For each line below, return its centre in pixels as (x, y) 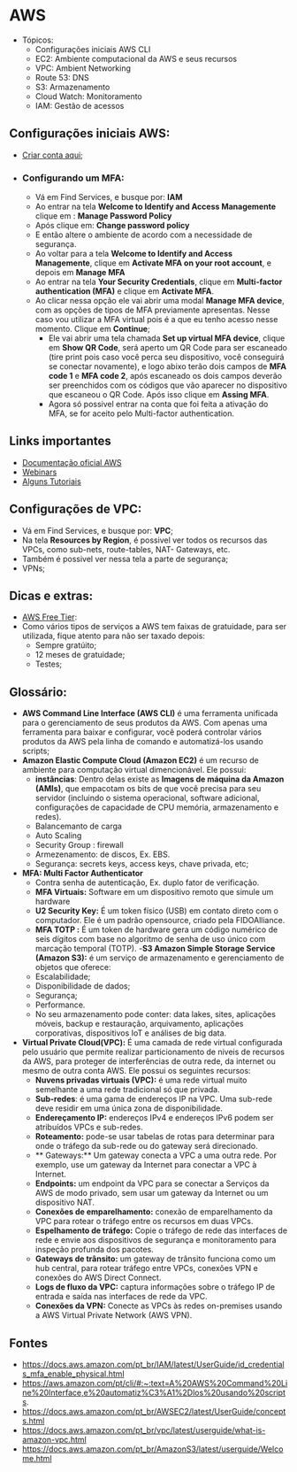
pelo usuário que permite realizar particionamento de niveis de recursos (153, 1052)
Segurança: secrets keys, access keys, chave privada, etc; (142, 864)
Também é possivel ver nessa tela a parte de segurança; (125, 559)
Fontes (29, 1343)
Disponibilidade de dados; (83, 986)
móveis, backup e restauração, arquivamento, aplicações (139, 1024)
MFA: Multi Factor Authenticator (82, 874)
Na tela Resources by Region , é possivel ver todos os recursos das (145, 540)
